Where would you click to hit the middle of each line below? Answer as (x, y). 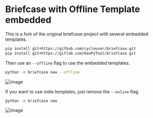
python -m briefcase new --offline (43, 72)
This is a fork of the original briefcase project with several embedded (77, 34)
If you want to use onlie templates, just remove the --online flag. (72, 91)
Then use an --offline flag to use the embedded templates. (68, 63)
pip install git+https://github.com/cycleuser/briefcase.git (71, 48)
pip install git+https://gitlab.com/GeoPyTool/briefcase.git (71, 53)
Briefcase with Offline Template (73, 9)
